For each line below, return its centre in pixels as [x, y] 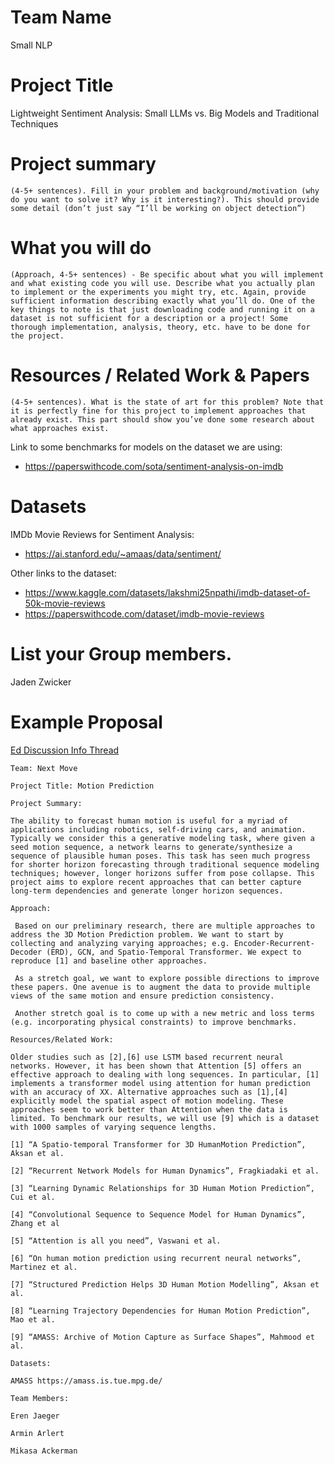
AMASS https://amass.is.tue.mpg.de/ [86, 1381]
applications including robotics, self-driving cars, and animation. [158, 829]
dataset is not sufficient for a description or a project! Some [149, 318]
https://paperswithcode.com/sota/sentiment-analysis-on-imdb [154, 466]
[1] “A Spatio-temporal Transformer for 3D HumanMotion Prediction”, [158, 1144]
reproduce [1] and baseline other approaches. [109, 961]
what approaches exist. [60, 428]
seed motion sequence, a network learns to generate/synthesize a [151, 847]
